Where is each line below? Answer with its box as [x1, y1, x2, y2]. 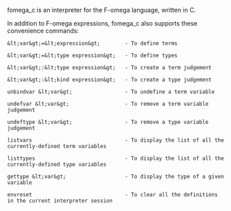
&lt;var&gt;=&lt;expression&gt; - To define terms [7, 40, 178, 47]
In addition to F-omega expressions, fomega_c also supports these [7, 19, 198, 27]
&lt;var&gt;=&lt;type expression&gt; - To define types [7, 52, 178, 59]
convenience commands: [7, 27, 80, 35]
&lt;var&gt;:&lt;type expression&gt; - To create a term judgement [7, 64, 212, 71]
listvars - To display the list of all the [7, 137, 225, 144]
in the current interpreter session [7, 197, 113, 204]
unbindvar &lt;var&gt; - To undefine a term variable [7, 89, 215, 95]
